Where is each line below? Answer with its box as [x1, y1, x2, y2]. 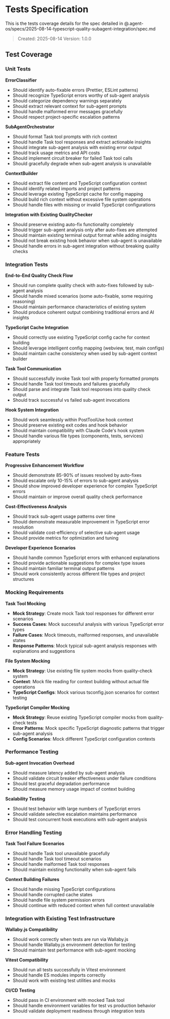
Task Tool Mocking [5, 600, 46, 607]
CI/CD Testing [5, 988, 35, 994]
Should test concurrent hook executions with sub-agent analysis [12, 816, 148, 822]
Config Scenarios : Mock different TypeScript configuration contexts [12, 735, 155, 742]
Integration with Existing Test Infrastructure [5, 915, 115, 922]
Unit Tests [5, 65, 31, 73]
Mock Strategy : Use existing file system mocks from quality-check [12, 667, 153, 674]
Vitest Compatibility [5, 957, 49, 963]
